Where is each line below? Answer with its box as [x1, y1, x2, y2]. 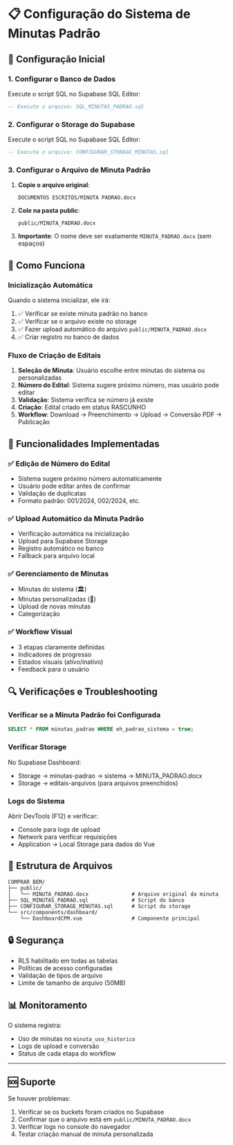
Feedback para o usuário [17, 665, 89, 673]
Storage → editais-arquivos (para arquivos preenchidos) [17, 778, 178, 787]
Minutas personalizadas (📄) [17, 595, 96, 604]
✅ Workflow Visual [8, 627, 73, 637]
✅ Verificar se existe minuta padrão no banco [17, 309, 148, 317]
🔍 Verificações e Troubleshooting [8, 686, 158, 698]
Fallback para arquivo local [17, 552, 95, 560]
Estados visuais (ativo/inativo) [17, 657, 104, 666]
